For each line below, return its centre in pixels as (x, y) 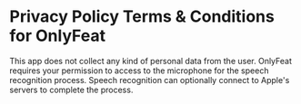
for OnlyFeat (58, 36)
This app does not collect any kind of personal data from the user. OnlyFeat (151, 61)
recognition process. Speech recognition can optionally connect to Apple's (150, 80)
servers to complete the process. (71, 90)
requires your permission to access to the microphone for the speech (139, 71)
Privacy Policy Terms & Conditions (142, 17)
